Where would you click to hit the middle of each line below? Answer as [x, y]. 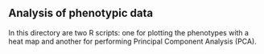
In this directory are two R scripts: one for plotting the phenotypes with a [129, 32]
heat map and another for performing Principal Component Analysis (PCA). [133, 41]
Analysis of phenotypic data [81, 13]
